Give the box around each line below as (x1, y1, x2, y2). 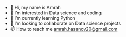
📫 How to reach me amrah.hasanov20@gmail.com (10, 26, 118, 32)
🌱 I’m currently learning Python (10, 15, 75, 21)
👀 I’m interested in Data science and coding (10, 10, 102, 16)
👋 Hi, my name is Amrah (10, 5, 61, 10)
